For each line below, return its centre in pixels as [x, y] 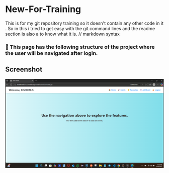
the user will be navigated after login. [52, 53]
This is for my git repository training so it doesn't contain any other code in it [84, 23]
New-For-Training [43, 9]
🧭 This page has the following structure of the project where [80, 47]
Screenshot [24, 70]
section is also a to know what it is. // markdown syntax [62, 34]
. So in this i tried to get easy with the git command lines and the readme [80, 28]
